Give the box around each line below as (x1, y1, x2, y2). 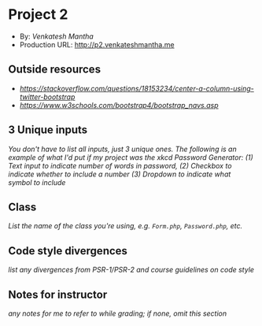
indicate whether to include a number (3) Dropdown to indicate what (8, 169, 231, 179)
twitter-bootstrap (19, 92, 76, 102)
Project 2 (8, 6, 68, 24)
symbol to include (8, 177, 66, 187)
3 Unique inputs (8, 124, 88, 137)
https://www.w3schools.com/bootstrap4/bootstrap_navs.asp (19, 100, 219, 109)
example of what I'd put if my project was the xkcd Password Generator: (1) (8, 152, 253, 162)
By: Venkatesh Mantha (19, 31, 94, 41)
